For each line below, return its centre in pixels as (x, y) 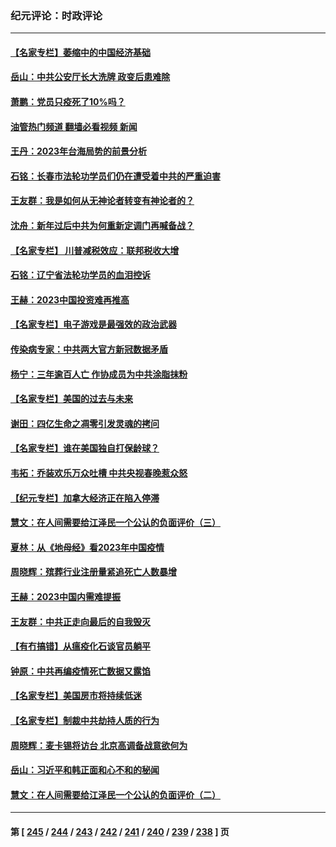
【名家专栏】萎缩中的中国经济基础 (80, 52)
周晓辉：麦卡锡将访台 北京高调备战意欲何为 (99, 745)
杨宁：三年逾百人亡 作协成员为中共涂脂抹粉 (99, 374)
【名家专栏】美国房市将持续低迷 (76, 696)
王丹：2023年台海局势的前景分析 (79, 151)
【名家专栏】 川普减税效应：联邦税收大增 (95, 250)
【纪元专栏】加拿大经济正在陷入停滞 (85, 498)
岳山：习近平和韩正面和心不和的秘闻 (85, 770)
